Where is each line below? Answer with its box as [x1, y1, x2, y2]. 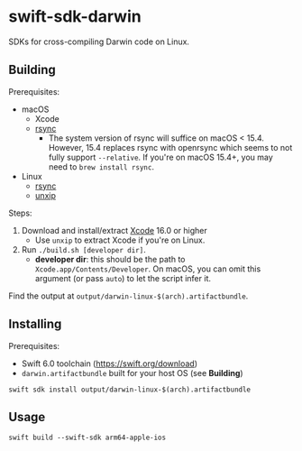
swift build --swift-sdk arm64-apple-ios [8, 433, 167, 443]
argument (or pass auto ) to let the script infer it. [34, 272, 211, 283]
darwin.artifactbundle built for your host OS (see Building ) [21, 367, 244, 378]
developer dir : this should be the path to [34, 253, 186, 264]
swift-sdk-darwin [8, 6, 142, 27]
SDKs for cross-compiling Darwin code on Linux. [8, 36, 190, 47]
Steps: [8, 207, 32, 218]
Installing [8, 317, 62, 332]
